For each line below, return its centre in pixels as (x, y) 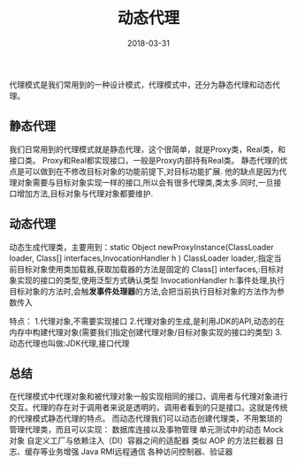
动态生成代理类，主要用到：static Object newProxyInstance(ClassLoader (141, 247)
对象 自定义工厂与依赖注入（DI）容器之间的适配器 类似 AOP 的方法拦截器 (141, 441)
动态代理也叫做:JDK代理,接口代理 (69, 343)
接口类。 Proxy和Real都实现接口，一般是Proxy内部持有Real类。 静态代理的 (145, 160)
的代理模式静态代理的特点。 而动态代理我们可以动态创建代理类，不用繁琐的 (146, 419)
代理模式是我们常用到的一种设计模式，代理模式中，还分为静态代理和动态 (141, 84)
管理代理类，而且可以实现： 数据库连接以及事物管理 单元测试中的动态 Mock (147, 430)
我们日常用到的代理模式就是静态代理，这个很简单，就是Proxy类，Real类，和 (147, 149)
